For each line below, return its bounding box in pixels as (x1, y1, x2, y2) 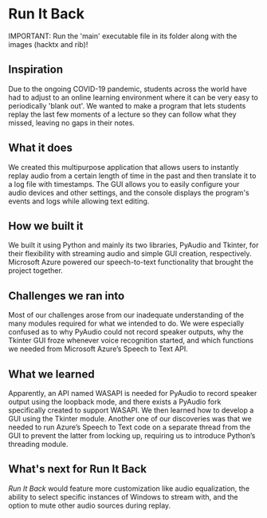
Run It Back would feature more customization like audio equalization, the (8, 484, 249, 493)
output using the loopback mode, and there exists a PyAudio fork (8, 397, 222, 406)
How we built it (8, 219, 84, 232)
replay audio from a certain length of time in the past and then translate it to (8, 171, 257, 180)
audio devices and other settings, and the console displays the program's (8, 188, 249, 197)
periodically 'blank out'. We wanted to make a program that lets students (8, 101, 246, 110)
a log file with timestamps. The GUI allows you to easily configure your (8, 179, 240, 188)
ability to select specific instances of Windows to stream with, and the (8, 492, 238, 501)
